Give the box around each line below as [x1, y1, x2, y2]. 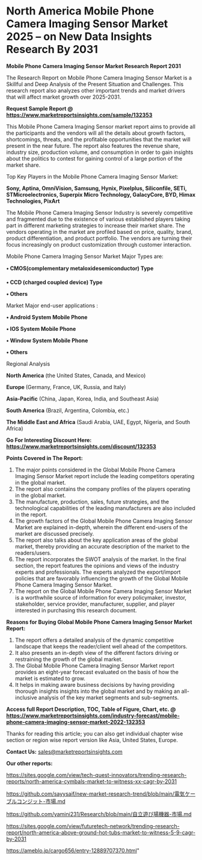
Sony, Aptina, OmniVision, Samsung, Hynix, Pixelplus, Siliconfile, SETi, [6, 185, 187, 192]
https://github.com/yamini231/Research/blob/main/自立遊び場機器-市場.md [6, 810, 192, 817]
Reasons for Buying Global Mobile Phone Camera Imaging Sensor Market [6, 618, 192, 625]
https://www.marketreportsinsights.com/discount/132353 [6, 443, 156, 450]
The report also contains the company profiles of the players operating [14, 485, 191, 493]
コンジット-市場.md [16, 797, 66, 805]
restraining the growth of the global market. [14, 656, 123, 663]
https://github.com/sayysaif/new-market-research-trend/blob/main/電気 [6, 790, 185, 797]
